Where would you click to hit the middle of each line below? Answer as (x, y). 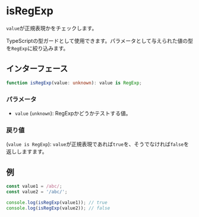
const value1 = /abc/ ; (34, 186)
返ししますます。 (27, 152)
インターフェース (37, 69)
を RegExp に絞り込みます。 (37, 48)
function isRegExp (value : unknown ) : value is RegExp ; (74, 83)
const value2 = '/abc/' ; (37, 191)
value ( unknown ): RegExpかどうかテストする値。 (73, 113)
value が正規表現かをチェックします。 (52, 28)
